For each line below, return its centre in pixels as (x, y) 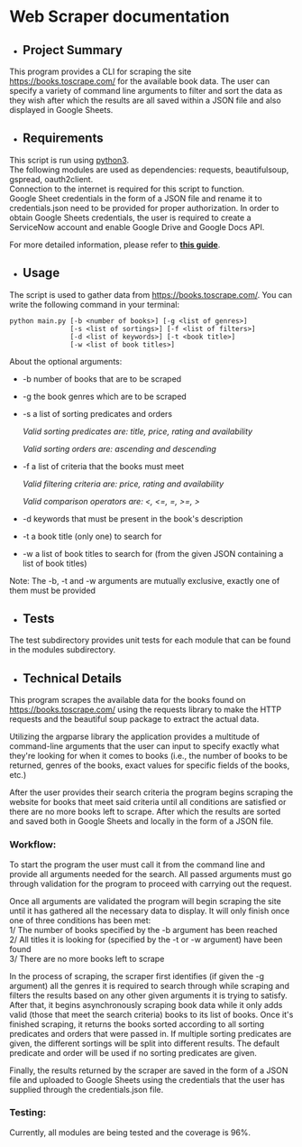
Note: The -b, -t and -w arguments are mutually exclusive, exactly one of (145, 580)
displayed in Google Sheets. (61, 110)
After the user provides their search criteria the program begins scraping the (151, 792)
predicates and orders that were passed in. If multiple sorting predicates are (151, 1033)
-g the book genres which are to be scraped (104, 396)
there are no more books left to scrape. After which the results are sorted (145, 812)
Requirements (63, 139)
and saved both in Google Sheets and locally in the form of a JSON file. (142, 821)
